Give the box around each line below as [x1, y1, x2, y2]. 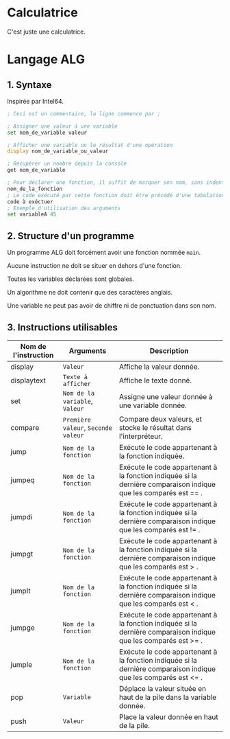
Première [62, 416, 91, 424]
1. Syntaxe [7, 79, 53, 91]
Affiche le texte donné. [118, 376, 192, 385]
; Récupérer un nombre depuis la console [7, 160, 127, 168]
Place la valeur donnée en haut [118, 712, 218, 722]
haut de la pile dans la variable [118, 692, 217, 702]
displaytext [10, 376, 47, 385]
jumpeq [10, 475, 36, 485]
